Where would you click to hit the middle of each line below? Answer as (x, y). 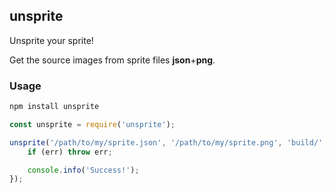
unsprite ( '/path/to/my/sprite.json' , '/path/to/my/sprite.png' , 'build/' (166, 142)
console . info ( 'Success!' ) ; (83, 170)
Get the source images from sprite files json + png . (112, 60)
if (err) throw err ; (70, 152)
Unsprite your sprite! (51, 40)
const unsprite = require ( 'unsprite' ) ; (92, 124)
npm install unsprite (54, 107)
